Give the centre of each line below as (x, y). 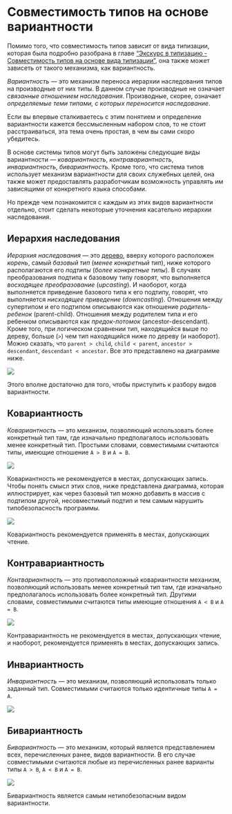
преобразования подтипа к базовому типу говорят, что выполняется (109, 277)
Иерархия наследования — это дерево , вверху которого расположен (110, 255)
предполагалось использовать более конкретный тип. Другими (102, 594)
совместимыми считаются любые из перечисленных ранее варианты (111, 762)
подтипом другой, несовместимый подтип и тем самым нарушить (105, 500)
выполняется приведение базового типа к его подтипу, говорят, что (108, 292)
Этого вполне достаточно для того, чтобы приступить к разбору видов (112, 384)
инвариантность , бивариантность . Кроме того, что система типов (106, 167)
